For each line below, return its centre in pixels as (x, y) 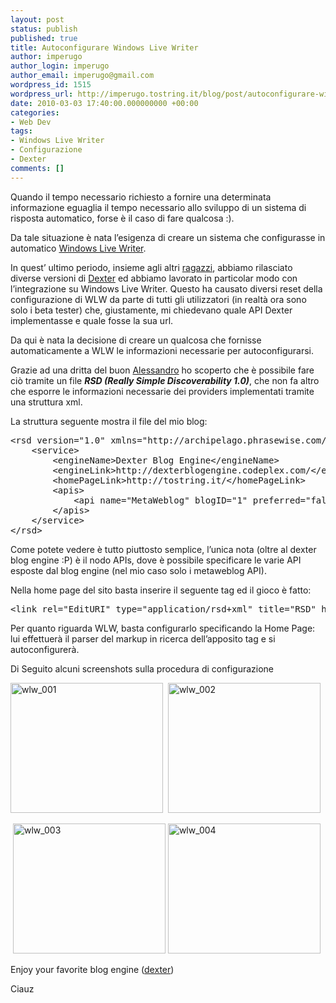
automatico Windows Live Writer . (78, 248)
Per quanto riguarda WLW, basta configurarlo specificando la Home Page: (163, 628)
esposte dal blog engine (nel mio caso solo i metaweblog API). (138, 570)
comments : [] (37, 168)
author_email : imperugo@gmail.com (82, 76)
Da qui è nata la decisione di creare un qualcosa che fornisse (136, 340)
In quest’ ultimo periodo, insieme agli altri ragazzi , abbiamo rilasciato (151, 267)
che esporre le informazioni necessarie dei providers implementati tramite (162, 391)
